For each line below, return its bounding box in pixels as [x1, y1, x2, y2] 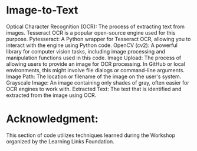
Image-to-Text [6, 4, 78, 17]
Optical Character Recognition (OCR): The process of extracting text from [6, 23, 185, 30]
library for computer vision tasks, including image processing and [6, 48, 166, 55]
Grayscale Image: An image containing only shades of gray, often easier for [6, 79, 190, 86]
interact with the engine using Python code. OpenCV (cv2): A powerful [6, 42, 178, 49]
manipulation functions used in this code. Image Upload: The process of [6, 54, 182, 61]
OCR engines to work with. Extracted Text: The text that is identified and [6, 85, 182, 92]
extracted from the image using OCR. [6, 92, 97, 99]
